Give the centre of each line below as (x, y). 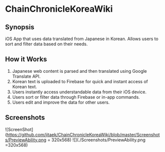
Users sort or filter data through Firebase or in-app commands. (76, 97)
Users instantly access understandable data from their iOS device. (79, 92)
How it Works (26, 59)
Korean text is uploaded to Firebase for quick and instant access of (80, 81)
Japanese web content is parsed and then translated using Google (80, 71)
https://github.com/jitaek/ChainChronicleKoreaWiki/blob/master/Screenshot (83, 134)
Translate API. (26, 76)
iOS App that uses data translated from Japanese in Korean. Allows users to (82, 39)
